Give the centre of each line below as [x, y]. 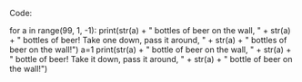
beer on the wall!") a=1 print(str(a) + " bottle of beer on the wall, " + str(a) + [151, 50]
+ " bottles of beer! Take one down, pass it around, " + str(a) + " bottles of [148, 40]
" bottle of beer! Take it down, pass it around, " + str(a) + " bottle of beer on [151, 59]
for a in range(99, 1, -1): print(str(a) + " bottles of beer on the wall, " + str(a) [150, 30]
